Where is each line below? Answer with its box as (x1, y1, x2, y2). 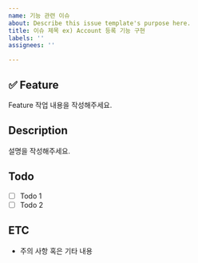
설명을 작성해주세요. (8, 145, 70, 156)
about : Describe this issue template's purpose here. (8, 19, 192, 27)
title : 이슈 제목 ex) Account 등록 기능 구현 (8, 26, 146, 34)
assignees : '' (8, 42, 56, 50)
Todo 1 (19, 191, 42, 201)
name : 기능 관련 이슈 (8, 11, 70, 20)
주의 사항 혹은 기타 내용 (19, 245, 93, 256)
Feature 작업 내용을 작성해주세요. (8, 100, 113, 110)
